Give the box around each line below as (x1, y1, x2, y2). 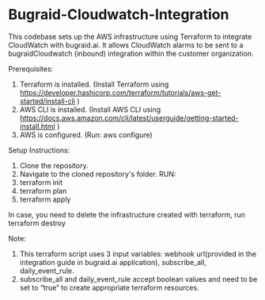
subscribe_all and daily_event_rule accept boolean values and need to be (19, 274, 258, 283)
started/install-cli (19, 96, 75, 106)
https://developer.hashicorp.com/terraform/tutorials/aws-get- (19, 87, 221, 97)
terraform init (19, 177, 63, 187)
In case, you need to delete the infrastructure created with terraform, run (8, 210, 245, 219)
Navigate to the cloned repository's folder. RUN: (19, 169, 176, 179)
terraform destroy (8, 218, 66, 228)
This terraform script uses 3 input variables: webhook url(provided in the (19, 248, 257, 259)
